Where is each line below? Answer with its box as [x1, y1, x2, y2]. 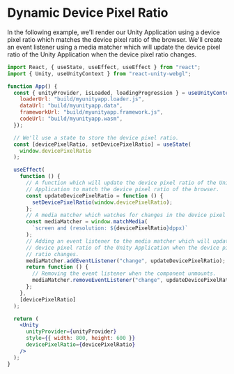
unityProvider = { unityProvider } [25, 328, 117, 336]
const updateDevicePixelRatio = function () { [25, 192, 164, 200]
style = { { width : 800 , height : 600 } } [25, 335, 136, 342]
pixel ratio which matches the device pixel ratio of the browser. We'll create [7, 35, 223, 43]
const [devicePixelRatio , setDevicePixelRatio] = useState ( [13, 141, 192, 148]
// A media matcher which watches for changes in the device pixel [25, 211, 226, 219]
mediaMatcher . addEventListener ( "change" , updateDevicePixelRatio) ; [25, 257, 226, 264]
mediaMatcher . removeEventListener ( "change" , [32, 277, 164, 284]
